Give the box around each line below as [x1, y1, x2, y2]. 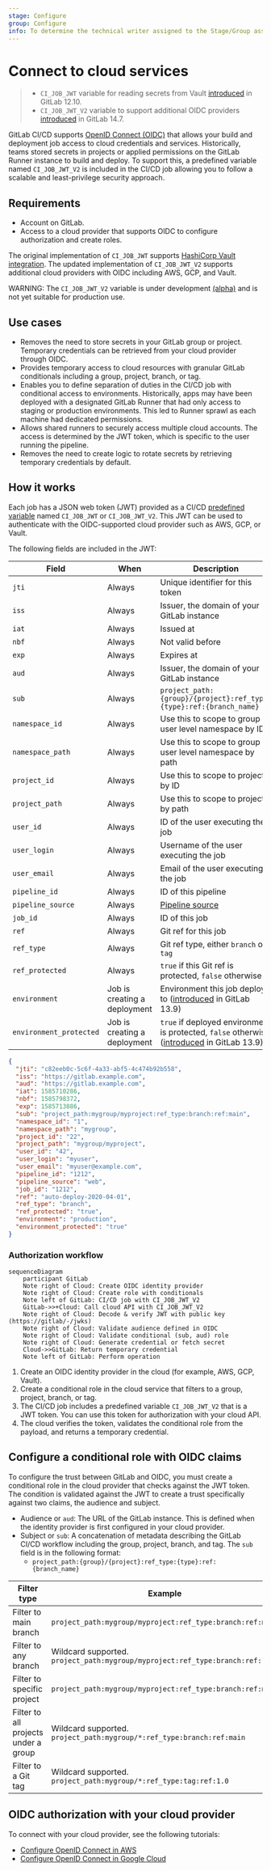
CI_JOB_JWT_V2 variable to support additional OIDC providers [40, 106, 240, 116]
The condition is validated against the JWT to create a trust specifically [8, 1489, 245, 1499]
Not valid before [160, 636, 222, 647]
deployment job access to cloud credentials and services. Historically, [8, 138, 241, 148]
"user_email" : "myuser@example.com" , [15, 1162, 143, 1170]
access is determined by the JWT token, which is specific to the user [19, 431, 250, 441]
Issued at [160, 623, 195, 634]
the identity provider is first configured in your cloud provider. [19, 1522, 225, 1531]
